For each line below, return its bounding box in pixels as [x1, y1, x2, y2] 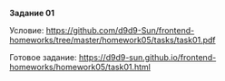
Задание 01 [9, 8, 55, 18]
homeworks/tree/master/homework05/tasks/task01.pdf [9, 35, 216, 45]
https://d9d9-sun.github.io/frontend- [78, 52, 217, 62]
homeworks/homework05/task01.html [9, 62, 152, 72]
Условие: [9, 25, 44, 35]
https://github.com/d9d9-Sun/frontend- [45, 25, 195, 35]
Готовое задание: [9, 52, 77, 62]
